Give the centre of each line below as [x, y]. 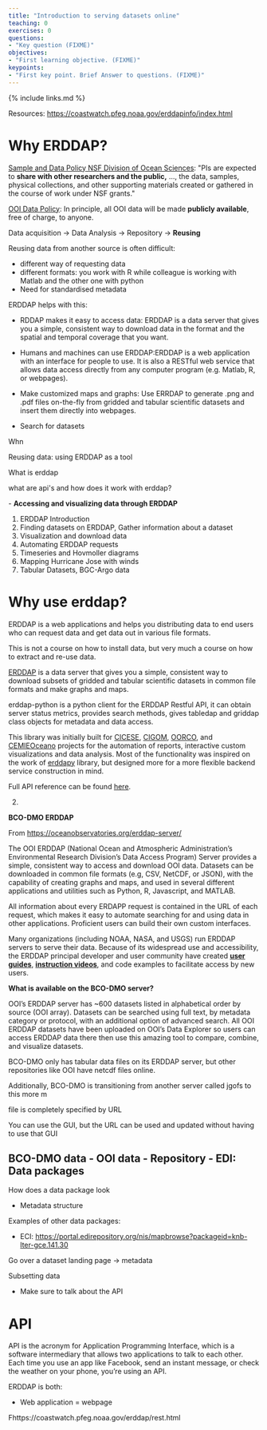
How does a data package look [59, 1190]
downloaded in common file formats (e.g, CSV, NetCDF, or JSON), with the [131, 874]
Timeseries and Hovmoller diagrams [79, 553]
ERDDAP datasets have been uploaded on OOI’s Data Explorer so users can [132, 1029]
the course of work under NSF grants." [72, 193]
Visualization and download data [73, 535]
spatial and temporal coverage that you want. [94, 337]
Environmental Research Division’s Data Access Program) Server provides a [133, 856]
